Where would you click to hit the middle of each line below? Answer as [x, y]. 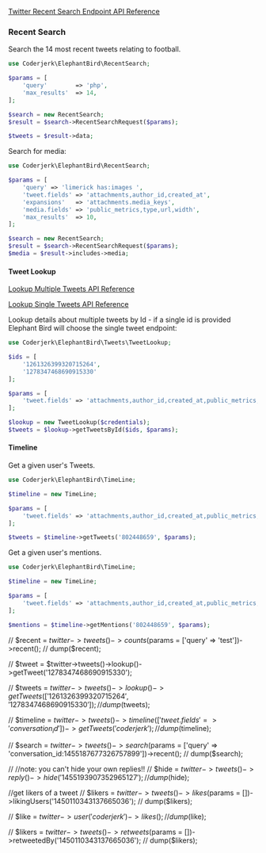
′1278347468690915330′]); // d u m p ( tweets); [79, 704]
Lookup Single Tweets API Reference [68, 304]
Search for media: [38, 151]
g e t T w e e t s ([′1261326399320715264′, [68, 696]
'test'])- [230, 640]
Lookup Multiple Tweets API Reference [72, 289]
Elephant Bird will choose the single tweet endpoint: [93, 328]
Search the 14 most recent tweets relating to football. [95, 49]
